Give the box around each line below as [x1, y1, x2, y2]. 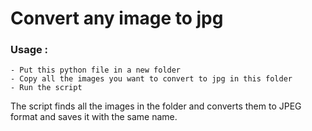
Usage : [10, 43, 49, 57]
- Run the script [10, 83, 83, 93]
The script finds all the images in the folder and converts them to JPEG [10, 100, 302, 112]
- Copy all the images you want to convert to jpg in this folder [10, 74, 293, 84]
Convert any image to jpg [10, 7, 224, 30]
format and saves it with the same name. [10, 111, 178, 123]
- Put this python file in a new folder [10, 65, 182, 76]
